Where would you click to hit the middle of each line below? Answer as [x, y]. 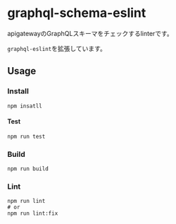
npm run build [28, 169]
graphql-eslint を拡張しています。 [57, 48]
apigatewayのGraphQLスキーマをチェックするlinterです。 [90, 33]
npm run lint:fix [33, 213]
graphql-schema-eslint [77, 13]
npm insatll [25, 106]
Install [18, 91]
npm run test [26, 136]
